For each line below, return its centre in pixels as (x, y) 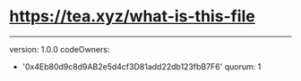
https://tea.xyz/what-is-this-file (132, 16)
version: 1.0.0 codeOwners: (60, 49)
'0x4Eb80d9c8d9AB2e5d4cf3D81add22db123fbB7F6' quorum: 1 (142, 66)
